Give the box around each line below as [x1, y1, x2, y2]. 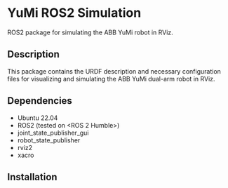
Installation [7, 170, 58, 183]
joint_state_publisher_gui [17, 128, 89, 137]
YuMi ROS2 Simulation [7, 5, 142, 21]
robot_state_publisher [17, 135, 81, 145]
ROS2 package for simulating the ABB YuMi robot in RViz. [7, 28, 173, 36]
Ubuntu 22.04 [17, 114, 58, 122]
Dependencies [7, 95, 72, 107]
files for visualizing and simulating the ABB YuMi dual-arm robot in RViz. [7, 74, 215, 83]
